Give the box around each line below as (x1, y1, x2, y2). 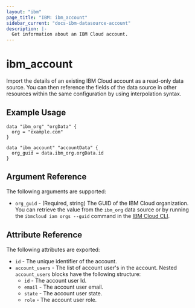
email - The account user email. (24, 283, 104, 290)
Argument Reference (6, 172, 87, 182)
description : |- (6, 25, 47, 32)
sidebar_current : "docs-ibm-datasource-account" (6, 20, 131, 26)
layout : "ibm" (6, 8, 42, 15)
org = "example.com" (11, 129, 63, 135)
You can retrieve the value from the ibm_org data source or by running (14, 206, 189, 213)
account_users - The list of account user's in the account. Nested (14, 264, 177, 271)
